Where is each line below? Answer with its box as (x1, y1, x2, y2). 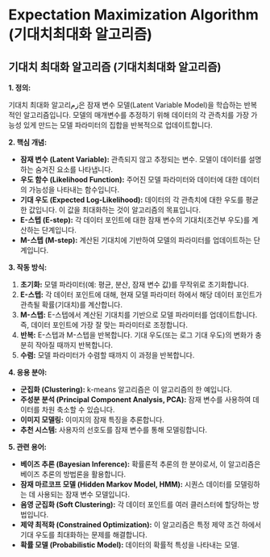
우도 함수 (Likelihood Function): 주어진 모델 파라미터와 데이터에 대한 (19, 175, 239, 184)
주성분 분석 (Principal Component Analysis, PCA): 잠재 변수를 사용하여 (19, 395, 251, 404)
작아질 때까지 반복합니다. (35, 341, 114, 350)
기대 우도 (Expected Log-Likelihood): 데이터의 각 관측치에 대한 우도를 (19, 195, 244, 204)
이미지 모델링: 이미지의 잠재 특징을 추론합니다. (19, 415, 165, 425)
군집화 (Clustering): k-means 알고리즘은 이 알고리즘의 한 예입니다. (19, 385, 232, 394)
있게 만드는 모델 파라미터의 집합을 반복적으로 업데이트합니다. (23, 120, 214, 130)
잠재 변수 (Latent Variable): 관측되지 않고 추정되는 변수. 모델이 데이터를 (19, 155, 247, 164)
